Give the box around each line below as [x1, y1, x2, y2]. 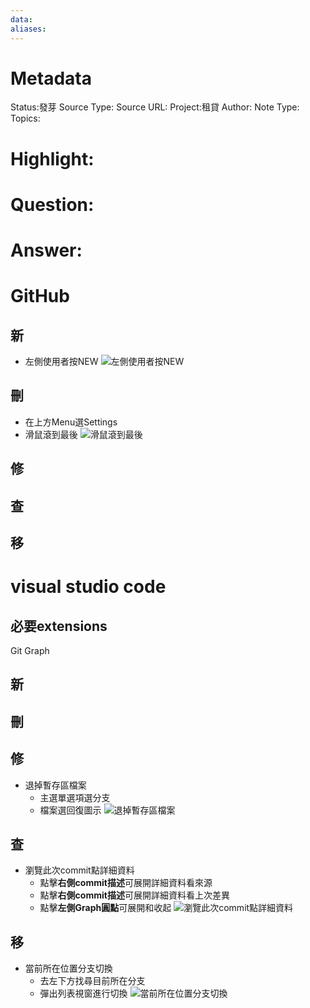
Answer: [10, 239, 83, 261]
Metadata [10, 67, 92, 90]
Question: [10, 193, 95, 216]
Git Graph [10, 644, 50, 656]
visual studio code [10, 576, 167, 598]
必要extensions [10, 617, 108, 635]
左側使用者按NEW [24, 356, 99, 367]
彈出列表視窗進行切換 [39, 987, 128, 1000]
